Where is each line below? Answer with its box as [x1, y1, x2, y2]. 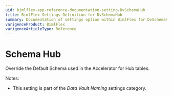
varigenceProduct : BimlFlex [5, 21, 66, 27]
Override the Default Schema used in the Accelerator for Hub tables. [5, 65, 150, 71]
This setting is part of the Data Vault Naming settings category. [12, 85, 147, 91]
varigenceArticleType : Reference [5, 27, 77, 32]
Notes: [5, 75, 19, 82]
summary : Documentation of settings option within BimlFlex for [5, 17, 145, 22]
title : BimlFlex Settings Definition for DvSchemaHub [5, 12, 123, 17]
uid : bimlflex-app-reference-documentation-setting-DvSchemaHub [5, 7, 145, 13]
